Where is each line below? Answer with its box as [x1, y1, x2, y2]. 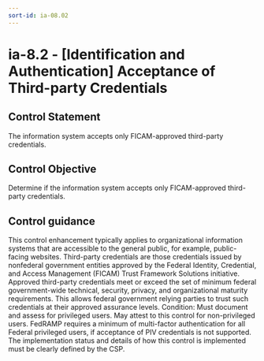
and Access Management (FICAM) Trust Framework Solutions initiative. [8, 269, 240, 278]
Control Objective [8, 162, 97, 176]
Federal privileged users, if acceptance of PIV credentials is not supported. [8, 328, 252, 337]
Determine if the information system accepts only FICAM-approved [8, 183, 226, 193]
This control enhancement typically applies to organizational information [8, 236, 243, 245]
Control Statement [8, 110, 101, 124]
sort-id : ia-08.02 [8, 11, 69, 20]
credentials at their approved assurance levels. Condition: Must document [8, 303, 248, 312]
